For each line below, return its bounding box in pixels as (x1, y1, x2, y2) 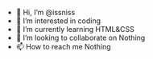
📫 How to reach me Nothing (15, 42, 111, 51)
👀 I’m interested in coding (15, 16, 101, 26)
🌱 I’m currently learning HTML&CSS (15, 25, 135, 33)
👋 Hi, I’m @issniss (15, 8, 76, 17)
